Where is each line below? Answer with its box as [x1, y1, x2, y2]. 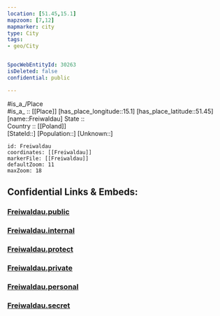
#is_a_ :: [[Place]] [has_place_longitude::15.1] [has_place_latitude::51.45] [7, 107, 214, 115]
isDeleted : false [7, 68, 58, 75]
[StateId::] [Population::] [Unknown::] [7, 129, 113, 137]
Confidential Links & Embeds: [7, 186, 138, 198]
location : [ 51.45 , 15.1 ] [7, 10, 77, 17]
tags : [7, 36, 23, 43]
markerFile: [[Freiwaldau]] [7, 155, 89, 162]
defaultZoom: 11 [7, 161, 54, 168]
